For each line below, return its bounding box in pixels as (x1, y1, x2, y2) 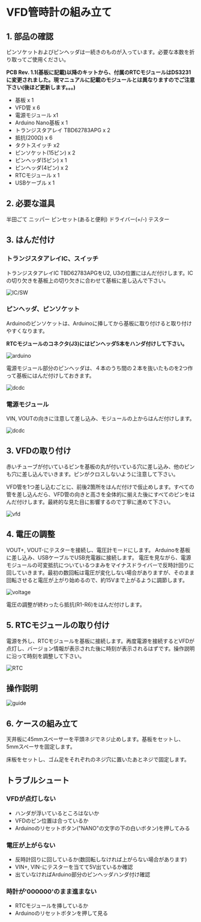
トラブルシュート (6, 775, 70, 785)
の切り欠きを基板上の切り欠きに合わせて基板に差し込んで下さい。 (6, 277, 169, 284)
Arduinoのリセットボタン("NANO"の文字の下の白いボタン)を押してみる (14, 825, 190, 832)
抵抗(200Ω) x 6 (14, 134, 53, 141)
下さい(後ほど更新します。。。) (6, 84, 76, 91)
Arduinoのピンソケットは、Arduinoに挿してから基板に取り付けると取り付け (6, 319, 192, 327)
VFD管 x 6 (14, 104, 41, 111)
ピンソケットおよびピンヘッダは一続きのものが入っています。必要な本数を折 (6, 49, 195, 55)
